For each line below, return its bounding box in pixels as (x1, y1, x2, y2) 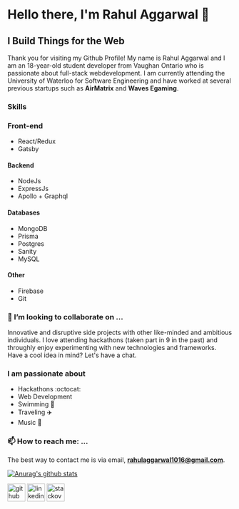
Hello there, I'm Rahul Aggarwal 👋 (7, 6, 210, 23)
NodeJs (17, 177, 41, 185)
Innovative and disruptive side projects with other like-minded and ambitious (7, 328, 233, 337)
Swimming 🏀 (17, 400, 55, 408)
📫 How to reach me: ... (7, 436, 88, 446)
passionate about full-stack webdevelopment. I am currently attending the (7, 69, 225, 77)
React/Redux (17, 137, 56, 145)
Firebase (17, 287, 44, 295)
